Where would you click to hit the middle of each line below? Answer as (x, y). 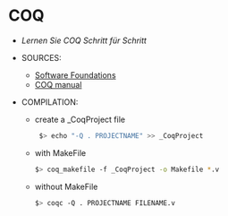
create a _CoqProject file (80, 119)
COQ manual (58, 84)
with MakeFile (60, 152)
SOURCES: (41, 57)
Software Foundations (76, 75)
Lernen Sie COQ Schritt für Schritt (84, 40)
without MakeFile (66, 186)
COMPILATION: (50, 102)
